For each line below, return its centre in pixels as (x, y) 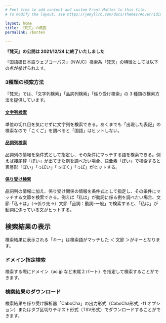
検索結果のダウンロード (33, 292)
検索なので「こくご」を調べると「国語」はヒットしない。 (63, 130)
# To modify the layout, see (35, 14)
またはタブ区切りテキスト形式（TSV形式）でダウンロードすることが (87, 310)
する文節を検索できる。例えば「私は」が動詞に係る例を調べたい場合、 (85, 197)
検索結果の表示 (28, 227)
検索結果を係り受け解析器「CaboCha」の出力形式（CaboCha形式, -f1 (76, 303)
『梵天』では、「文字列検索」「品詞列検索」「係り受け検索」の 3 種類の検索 (80, 94)
